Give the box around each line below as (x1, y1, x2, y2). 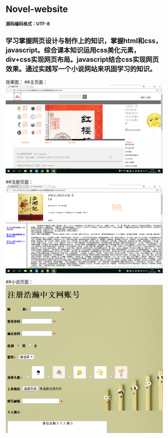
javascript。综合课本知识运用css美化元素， (5, 46, 141, 54)
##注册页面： (5, 179, 33, 185)
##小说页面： (5, 279, 33, 285)
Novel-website (5, 3, 68, 15)
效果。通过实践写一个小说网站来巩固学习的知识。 (5, 65, 157, 73)
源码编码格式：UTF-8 (5, 20, 50, 26)
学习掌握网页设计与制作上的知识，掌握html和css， (5, 36, 163, 45)
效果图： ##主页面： (5, 79, 48, 85)
